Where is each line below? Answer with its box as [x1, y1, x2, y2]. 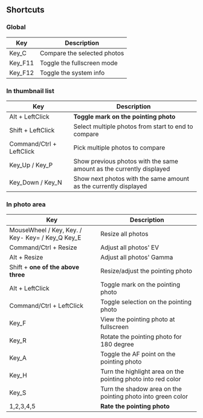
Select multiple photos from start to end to [73, 122, 193, 131]
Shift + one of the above [9, 263, 80, 272]
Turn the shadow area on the [100, 385, 182, 393]
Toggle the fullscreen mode [39, 59, 118, 67]
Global [6, 23, 26, 31]
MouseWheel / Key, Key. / [9, 226, 82, 235]
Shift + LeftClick [9, 126, 55, 134]
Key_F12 [9, 68, 34, 77]
